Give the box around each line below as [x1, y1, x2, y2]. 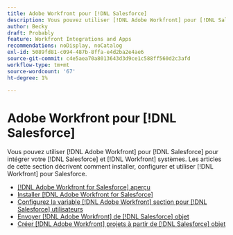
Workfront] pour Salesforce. [7, 170, 87, 178]
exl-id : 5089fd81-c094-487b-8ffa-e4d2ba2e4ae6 [7, 49, 144, 56]
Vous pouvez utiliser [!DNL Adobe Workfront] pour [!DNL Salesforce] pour [7, 148, 218, 156]
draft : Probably [7, 29, 54, 37]
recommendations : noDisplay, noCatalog [7, 42, 123, 49]
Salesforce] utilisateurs [17, 205, 83, 214]
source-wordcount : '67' [7, 68, 76, 75]
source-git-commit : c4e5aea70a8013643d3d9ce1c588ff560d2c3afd [7, 55, 191, 62]
